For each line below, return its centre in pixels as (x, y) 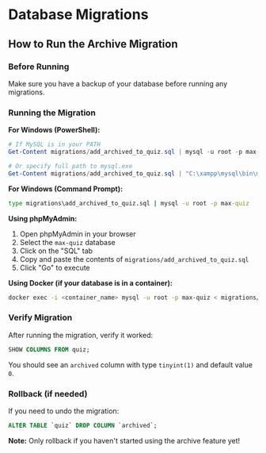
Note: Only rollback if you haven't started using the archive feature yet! (124, 440)
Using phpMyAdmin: (43, 218)
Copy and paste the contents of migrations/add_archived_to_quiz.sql (134, 259)
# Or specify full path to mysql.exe (70, 166)
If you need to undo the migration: (64, 411)
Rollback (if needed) (48, 393)
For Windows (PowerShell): (54, 130)
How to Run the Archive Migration (93, 44)
